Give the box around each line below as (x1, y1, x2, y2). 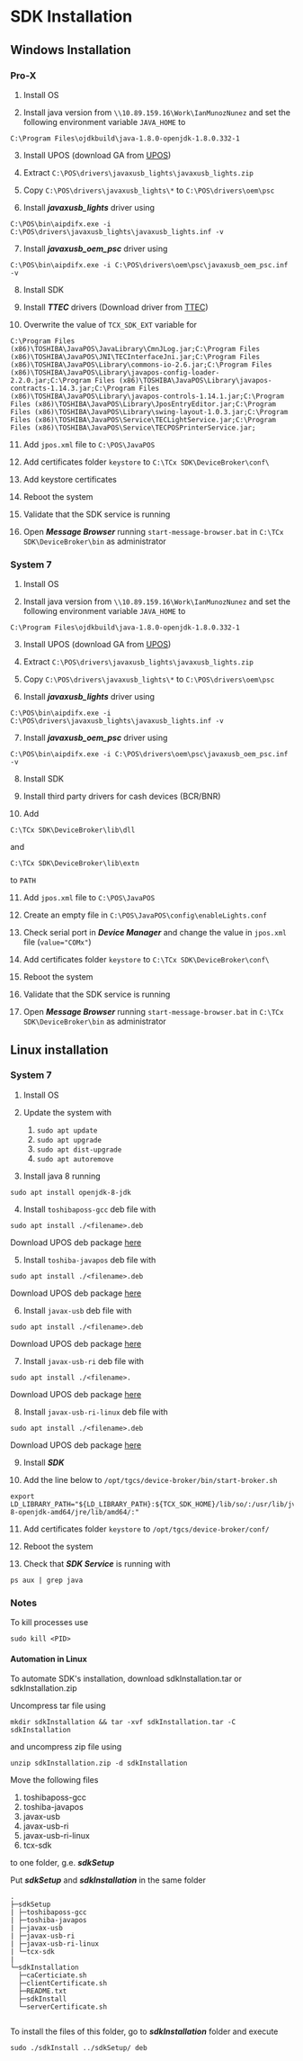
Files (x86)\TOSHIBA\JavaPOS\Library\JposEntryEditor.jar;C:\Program (10, 399, 277, 409)
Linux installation (10, 1042, 109, 1057)
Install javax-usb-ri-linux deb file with (22, 1406, 169, 1417)
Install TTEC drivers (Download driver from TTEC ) (22, 302, 209, 312)
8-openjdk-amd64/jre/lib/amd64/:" (10, 1507, 140, 1516)
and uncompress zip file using (10, 1741, 122, 1752)
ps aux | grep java (10, 1576, 84, 1585)
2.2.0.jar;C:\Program (10, 375, 92, 384)
